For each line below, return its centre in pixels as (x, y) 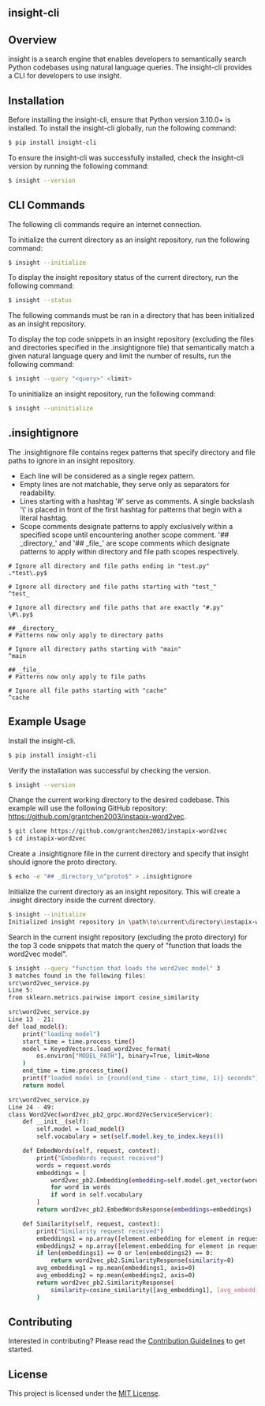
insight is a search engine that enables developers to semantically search (127, 59)
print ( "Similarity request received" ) (100, 1231)
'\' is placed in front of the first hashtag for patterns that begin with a (131, 509)
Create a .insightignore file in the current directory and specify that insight (129, 854)
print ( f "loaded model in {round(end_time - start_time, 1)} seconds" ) (141, 1079)
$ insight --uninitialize (50, 409)
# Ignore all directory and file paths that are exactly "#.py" (116, 607)
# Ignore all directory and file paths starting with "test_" (112, 587)
